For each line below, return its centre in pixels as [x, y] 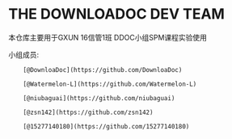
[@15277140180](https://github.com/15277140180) [106, 126]
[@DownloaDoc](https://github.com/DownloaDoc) [103, 69]
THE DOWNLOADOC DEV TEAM [116, 14]
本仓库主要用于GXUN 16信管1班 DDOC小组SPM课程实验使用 [108, 37]
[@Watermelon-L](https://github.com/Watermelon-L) [110, 84]
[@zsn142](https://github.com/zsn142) [88, 112]
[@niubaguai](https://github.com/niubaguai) [99, 98]
